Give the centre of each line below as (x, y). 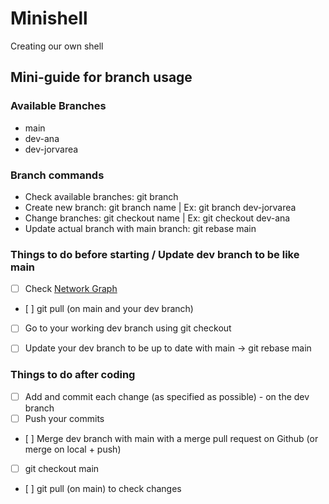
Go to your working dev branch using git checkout (128, 328)
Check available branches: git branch (101, 196)
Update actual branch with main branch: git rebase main (140, 228)
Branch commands (57, 175)
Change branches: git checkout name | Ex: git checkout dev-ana (157, 218)
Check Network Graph (71, 289)
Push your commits (64, 418)
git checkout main (62, 468)
